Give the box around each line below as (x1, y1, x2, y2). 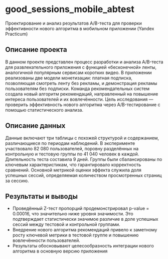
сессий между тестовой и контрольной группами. (12, 221, 120, 227)
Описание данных (5, 122, 66, 130)
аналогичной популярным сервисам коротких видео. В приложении (5, 69, 152, 75)
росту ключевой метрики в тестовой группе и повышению (12, 232, 139, 238)
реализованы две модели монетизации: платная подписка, (5, 74, 133, 81)
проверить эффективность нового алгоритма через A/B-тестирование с (5, 102, 160, 108)
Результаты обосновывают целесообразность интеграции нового (12, 243, 154, 249)
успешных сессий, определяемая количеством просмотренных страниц (5, 172, 162, 178)
